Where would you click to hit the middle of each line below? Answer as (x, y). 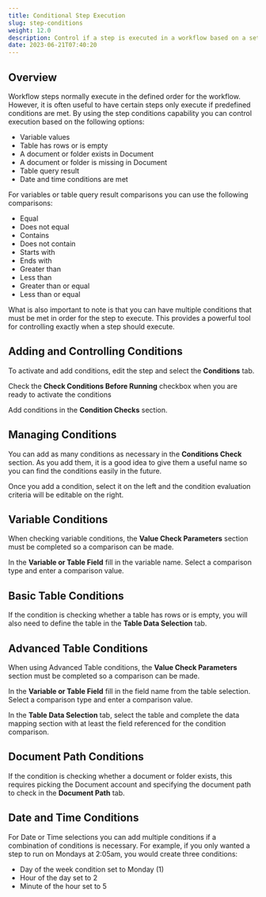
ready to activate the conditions (60, 395)
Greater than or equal (55, 286)
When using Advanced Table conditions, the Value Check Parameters (123, 667)
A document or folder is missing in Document (93, 162)
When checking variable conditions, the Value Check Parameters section (128, 539)
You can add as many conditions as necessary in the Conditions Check (125, 454)
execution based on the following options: (76, 121)
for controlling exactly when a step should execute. (92, 326)
